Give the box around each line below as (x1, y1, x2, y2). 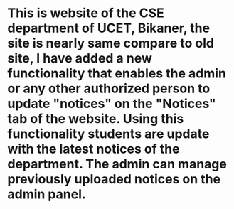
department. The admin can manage (7, 156, 228, 172)
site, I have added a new (7, 50, 153, 67)
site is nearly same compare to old (7, 36, 215, 51)
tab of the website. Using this (7, 111, 184, 127)
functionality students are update (7, 126, 210, 142)
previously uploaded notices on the (7, 171, 221, 188)
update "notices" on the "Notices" (7, 96, 217, 112)
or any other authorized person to (7, 80, 211, 97)
